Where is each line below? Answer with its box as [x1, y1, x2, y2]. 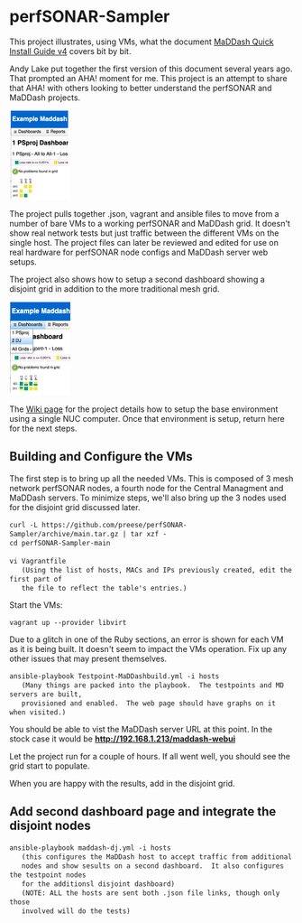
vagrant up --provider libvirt [9, 618, 127, 627]
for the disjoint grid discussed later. [9, 501, 141, 512]
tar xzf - [130, 529, 168, 538]
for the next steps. [9, 423, 78, 434]
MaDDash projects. [9, 92, 81, 103]
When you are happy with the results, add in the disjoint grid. [9, 778, 236, 788]
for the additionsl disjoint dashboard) [21, 879, 176, 889]
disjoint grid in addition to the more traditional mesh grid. [9, 283, 220, 294]
